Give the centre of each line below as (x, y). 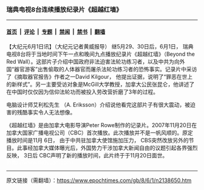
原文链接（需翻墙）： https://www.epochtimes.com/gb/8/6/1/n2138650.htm (99, 180)
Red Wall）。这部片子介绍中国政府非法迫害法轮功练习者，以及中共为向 (93, 61)
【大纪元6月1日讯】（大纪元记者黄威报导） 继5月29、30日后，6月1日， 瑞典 (100, 46)
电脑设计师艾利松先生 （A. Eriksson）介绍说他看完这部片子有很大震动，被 (98, 105)
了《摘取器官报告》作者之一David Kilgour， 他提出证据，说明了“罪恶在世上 (100, 76)
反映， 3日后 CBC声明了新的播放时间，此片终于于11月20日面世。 (87, 155)
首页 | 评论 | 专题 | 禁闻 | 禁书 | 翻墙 (56, 31)
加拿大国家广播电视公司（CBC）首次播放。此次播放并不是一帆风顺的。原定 (100, 133)
